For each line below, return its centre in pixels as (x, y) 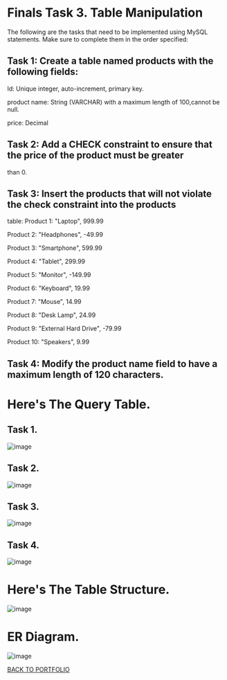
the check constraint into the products (92, 205)
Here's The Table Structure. (89, 590)
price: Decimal (28, 123)
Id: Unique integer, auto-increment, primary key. (75, 89)
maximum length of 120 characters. (85, 374)
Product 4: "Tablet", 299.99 (46, 262)
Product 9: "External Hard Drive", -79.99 (64, 329)
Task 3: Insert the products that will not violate (110, 194)
